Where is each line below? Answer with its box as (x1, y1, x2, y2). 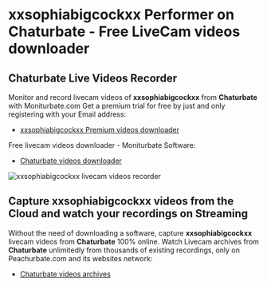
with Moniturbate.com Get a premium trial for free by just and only (8, 101, 226, 110)
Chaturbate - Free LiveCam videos (8, 22, 241, 41)
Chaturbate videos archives (19, 269, 112, 279)
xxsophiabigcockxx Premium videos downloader (19, 125, 180, 134)
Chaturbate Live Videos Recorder (8, 71, 178, 85)
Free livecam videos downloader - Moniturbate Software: (8, 141, 196, 149)
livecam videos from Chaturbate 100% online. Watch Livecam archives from (8, 236, 259, 246)
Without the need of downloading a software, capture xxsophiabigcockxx (8, 228, 253, 237)
